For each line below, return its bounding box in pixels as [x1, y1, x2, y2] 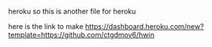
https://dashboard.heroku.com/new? [85, 22, 204, 31]
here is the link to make [8, 22, 84, 31]
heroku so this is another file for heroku [8, 7, 136, 16]
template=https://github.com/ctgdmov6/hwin [8, 31, 155, 39]
